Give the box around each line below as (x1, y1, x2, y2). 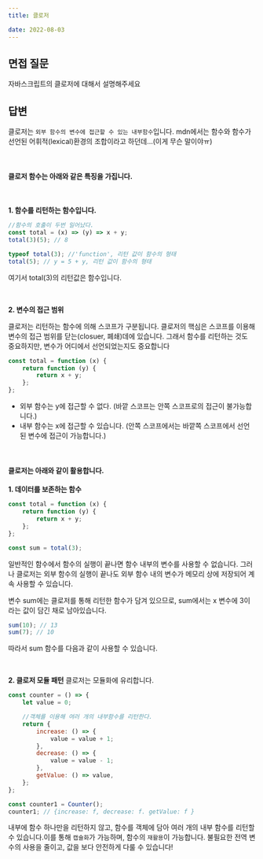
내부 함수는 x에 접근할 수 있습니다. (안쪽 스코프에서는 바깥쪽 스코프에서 (19, 421, 236, 431)
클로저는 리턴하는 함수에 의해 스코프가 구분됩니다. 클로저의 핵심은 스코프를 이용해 (8, 321, 256, 331)
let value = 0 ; (22, 698, 72, 707)
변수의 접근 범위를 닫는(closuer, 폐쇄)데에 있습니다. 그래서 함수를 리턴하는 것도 (8, 331, 249, 341)
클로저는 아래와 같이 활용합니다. (8, 465, 104, 475)
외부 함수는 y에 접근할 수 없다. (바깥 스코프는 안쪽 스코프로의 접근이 (19, 402, 225, 411)
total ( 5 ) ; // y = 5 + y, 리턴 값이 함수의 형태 (8, 257, 152, 265)
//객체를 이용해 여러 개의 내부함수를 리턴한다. (22, 713, 153, 721)
